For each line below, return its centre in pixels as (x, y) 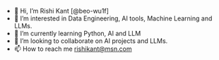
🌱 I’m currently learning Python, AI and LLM (77, 33)
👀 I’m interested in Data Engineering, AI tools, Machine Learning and (113, 18)
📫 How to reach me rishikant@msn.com (73, 49)
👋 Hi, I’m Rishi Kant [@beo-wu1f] (61, 11)
